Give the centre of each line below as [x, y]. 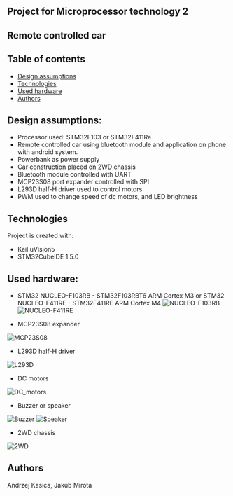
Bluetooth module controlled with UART [74, 174]
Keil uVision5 [36, 249]
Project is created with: [41, 236]
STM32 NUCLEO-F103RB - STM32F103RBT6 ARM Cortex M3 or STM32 [121, 296]
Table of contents [46, 59]
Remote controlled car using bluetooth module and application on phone [121, 145]
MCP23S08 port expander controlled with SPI [83, 182]
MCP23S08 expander [49, 324]
